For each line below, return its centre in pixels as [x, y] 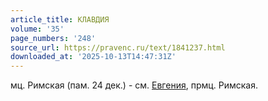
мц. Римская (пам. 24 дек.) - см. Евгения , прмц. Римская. [134, 85]
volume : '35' [37, 29]
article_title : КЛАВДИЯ [60, 19]
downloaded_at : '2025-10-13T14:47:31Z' [93, 57]
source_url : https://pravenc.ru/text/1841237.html [118, 47]
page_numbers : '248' [53, 38]
